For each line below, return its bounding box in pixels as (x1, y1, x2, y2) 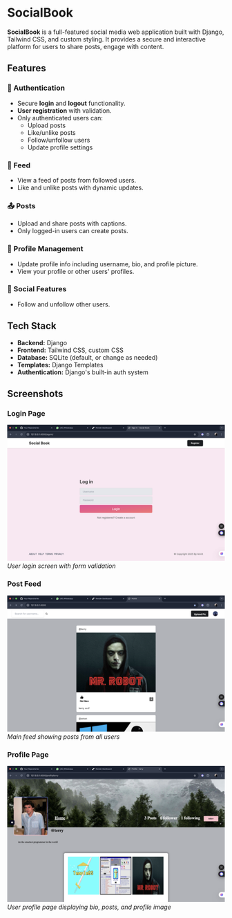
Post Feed (7, 579, 41, 589)
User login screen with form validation (7, 562, 116, 570)
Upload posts (27, 121, 66, 129)
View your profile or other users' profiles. (17, 267, 135, 275)
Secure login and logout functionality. (17, 99, 126, 107)
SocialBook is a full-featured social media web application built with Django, (7, 28, 224, 36)
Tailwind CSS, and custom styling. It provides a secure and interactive (7, 35, 206, 43)
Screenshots (7, 388, 64, 400)
